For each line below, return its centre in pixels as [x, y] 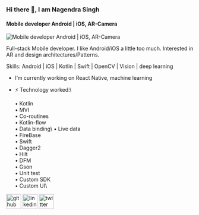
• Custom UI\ [31, 186]
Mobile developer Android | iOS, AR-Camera [62, 24]
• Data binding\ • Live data [48, 129]
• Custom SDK [33, 180]
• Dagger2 [28, 148]
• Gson [23, 167]
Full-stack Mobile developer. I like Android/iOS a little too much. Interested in [100, 49]
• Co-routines [32, 116]
